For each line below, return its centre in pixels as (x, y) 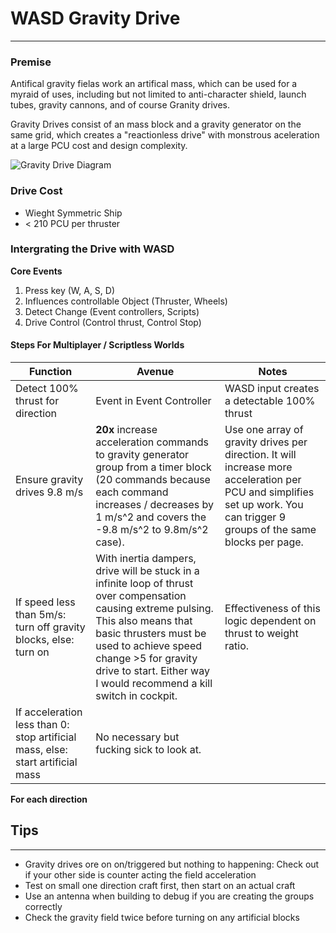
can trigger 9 (255, 517)
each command (132, 492)
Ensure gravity (49, 480)
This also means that (144, 621)
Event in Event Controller (153, 401)
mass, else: (41, 750)
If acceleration (49, 712)
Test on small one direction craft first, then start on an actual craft (160, 885)
